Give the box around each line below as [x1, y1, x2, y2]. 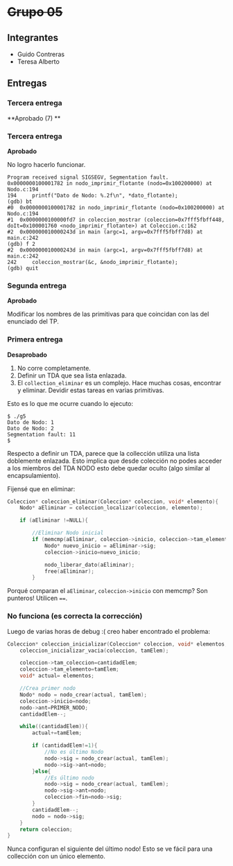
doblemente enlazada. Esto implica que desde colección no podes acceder [7, 457, 222, 465]
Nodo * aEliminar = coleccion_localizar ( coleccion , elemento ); [19, 504, 203, 511]
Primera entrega [7, 335, 64, 344]
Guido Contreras [17, 50, 65, 58]
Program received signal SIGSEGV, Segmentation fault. [7, 174, 169, 181]
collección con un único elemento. [7, 852, 105, 860]
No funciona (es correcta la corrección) [7, 611, 143, 621]
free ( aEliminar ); [44, 567, 95, 575]
